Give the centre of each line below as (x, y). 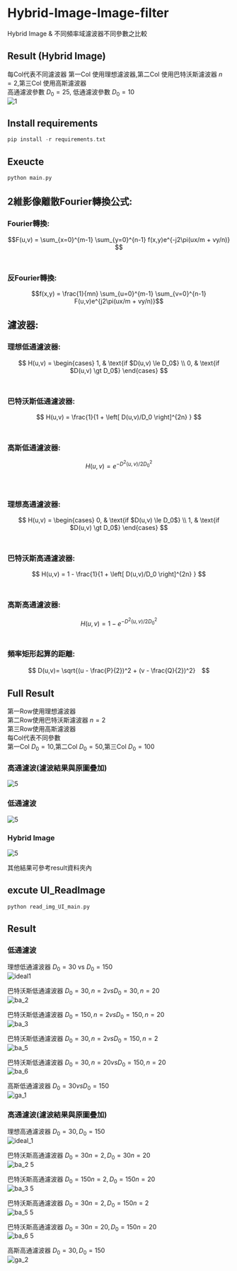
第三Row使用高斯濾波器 (42, 729)
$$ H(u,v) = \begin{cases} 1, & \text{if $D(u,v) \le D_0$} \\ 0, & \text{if (119, 363)
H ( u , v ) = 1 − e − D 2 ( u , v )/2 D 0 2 (119, 622)
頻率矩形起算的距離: (41, 654)
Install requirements (53, 123)
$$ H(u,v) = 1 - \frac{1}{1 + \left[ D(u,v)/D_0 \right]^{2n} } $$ (119, 574)
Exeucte (26, 162)
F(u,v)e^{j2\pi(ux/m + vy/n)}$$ (119, 301)
